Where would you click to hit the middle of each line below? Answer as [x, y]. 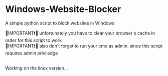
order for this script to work [34, 40]
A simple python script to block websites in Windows [60, 23]
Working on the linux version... [37, 68]
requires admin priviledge [32, 53]
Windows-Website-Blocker [63, 9]
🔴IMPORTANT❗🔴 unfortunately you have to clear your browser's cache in [80, 33]
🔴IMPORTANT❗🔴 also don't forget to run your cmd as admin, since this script [84, 45]
